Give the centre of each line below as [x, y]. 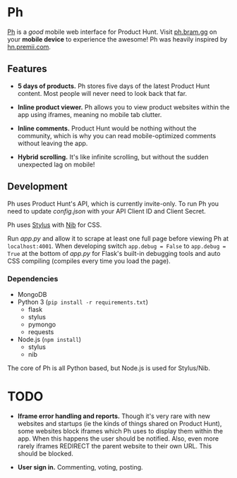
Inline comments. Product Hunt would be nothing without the [107, 128]
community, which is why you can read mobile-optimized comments [117, 135]
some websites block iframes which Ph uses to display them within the [120, 431]
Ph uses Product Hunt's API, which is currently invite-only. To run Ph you [113, 203]
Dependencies [33, 279]
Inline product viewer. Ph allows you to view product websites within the [123, 107]
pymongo [42, 324]
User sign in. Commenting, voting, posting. [80, 467]
